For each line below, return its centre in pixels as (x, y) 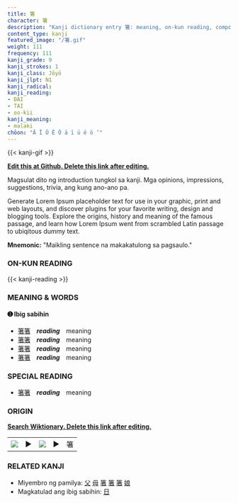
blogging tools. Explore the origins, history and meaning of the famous (110, 216)
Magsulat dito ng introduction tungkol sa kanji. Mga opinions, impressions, (116, 180)
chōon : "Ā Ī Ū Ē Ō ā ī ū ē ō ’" (55, 132)
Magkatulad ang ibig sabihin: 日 (63, 491)
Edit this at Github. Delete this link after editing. (78, 166)
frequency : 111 (30, 54)
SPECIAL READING (40, 376)
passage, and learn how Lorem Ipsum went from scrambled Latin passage (115, 224)
